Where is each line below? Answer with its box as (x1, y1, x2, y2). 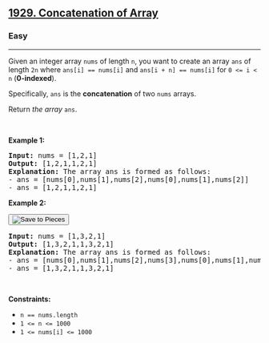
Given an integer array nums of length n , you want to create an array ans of (8, 56, 251, 66)
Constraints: (8, 294, 51, 304)
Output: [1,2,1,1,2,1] (8, 159, 98, 167)
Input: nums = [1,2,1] (8, 151, 98, 159)
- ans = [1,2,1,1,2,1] (8, 183, 98, 192)
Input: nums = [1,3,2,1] (8, 232, 106, 240)
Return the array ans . (8, 104, 78, 114)
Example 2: (8, 198, 46, 208)
